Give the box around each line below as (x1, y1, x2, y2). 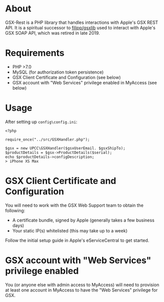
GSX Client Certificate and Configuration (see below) (12, 74, 121, 80)
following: (5, 207, 25, 214)
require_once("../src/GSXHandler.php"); (5, 137, 90, 142)
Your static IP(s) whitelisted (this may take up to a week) (12, 227, 128, 233)
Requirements (5, 48, 65, 59)
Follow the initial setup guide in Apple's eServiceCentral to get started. (5, 237, 150, 243)
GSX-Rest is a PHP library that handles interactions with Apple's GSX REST (5, 19, 159, 25)
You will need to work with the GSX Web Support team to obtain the (5, 202, 144, 208)
